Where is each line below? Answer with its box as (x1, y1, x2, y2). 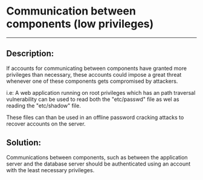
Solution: (6, 138, 41, 148)
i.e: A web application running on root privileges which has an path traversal (6, 89, 196, 96)
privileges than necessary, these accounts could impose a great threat (6, 71, 182, 78)
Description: (6, 48, 54, 59)
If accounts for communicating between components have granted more (6, 65, 187, 72)
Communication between (6, 4, 136, 18)
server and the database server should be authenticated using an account (6, 160, 191, 167)
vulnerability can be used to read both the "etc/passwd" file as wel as (6, 95, 179, 103)
